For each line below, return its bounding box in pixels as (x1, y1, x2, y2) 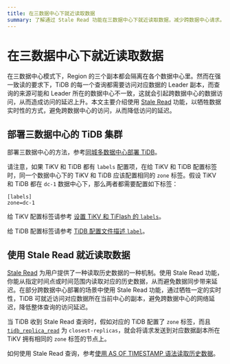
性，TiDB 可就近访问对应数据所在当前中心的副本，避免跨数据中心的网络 (7, 295, 209, 303)
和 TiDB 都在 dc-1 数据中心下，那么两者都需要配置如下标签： (7, 180, 179, 188)
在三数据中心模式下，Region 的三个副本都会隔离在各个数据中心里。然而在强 (7, 72, 221, 80)
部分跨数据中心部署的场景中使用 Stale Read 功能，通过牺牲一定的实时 (25, 286, 222, 294)
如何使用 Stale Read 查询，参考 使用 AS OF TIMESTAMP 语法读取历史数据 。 (7, 350, 220, 358)
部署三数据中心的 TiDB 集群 (7, 128, 123, 140)
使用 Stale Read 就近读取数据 (7, 249, 130, 261)
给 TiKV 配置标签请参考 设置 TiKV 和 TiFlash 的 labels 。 (7, 212, 165, 220)
